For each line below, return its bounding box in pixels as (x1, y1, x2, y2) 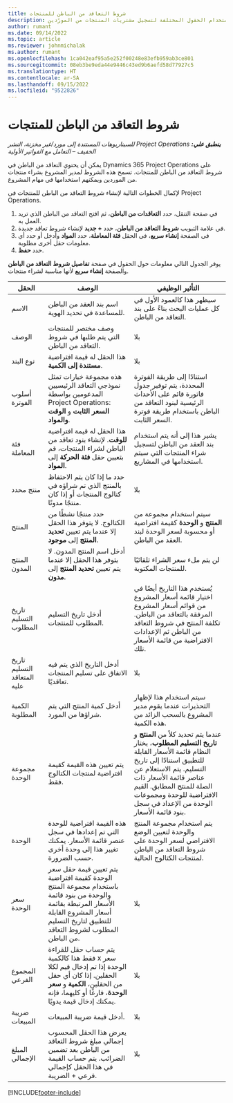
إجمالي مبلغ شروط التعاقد (48, 1036, 124, 1046)
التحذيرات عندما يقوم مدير (133, 701, 210, 710)
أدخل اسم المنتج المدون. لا (48, 547, 125, 556)
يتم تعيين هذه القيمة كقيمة (48, 760, 124, 769)
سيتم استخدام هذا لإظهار (133, 692, 206, 702)
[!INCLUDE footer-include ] (8, 1088, 82, 1097)
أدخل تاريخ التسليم (48, 610, 102, 619)
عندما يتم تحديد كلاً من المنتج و (133, 730, 222, 739)
